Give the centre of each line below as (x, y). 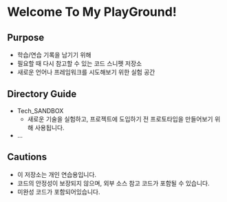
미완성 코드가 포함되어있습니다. (59, 192)
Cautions (27, 157)
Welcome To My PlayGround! (92, 12)
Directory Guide (42, 94)
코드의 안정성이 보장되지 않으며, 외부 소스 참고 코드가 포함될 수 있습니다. (113, 183)
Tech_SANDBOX (40, 110)
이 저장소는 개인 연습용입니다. (57, 174)
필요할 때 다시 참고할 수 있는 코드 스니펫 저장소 (79, 63)
